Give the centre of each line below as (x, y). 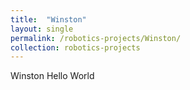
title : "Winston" (48, 19)
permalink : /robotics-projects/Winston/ (96, 38)
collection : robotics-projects (75, 47)
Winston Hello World (52, 76)
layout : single (42, 29)
